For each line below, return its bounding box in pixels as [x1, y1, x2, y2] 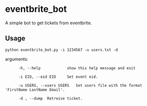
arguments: [5, 56, 29, 62]
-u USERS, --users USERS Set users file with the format [18, 83, 142, 88]
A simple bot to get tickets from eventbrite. [5, 20, 92, 26]
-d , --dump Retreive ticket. [18, 96, 83, 101]
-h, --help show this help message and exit [18, 65, 136, 70]
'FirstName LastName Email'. [5, 87, 65, 92]
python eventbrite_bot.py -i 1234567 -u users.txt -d [5, 47, 118, 53]
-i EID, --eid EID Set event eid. [18, 74, 98, 79]
